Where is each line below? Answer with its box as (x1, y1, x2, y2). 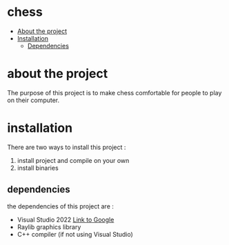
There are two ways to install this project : (7, 143, 126, 151)
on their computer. (7, 96, 60, 104)
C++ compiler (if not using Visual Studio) (17, 230, 133, 238)
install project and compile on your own (17, 156, 130, 164)
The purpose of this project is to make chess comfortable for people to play (7, 88, 222, 97)
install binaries (17, 164, 59, 172)
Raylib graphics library (17, 222, 81, 231)
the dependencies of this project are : (7, 202, 114, 210)
